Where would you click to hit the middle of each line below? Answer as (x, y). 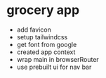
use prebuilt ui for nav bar (54, 67)
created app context (46, 52)
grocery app (43, 10)
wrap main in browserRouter (58, 59)
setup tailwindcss (42, 37)
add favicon (34, 30)
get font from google (47, 44)
